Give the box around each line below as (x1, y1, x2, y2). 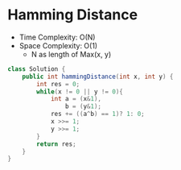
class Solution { (7, 64, 66, 73)
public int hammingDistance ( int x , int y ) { (22, 73, 174, 81)
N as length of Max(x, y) (31, 49, 112, 59)
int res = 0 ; (36, 80, 80, 88)
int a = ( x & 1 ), (50, 95, 102, 103)
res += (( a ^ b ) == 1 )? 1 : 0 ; (50, 110, 146, 118)
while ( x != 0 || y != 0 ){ (36, 87, 124, 96)
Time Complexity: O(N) (19, 32, 96, 42)
